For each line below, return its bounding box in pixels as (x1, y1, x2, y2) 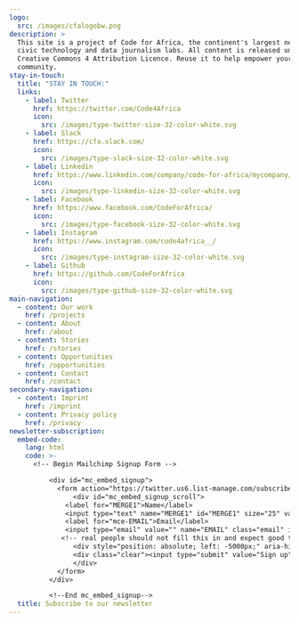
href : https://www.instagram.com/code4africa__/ (32, 237, 217, 246)
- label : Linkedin (25, 162, 93, 171)
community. (17, 63, 58, 72)
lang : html (25, 443, 66, 452)
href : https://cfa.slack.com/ (32, 137, 145, 146)
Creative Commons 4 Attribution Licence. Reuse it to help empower (17, 54, 273, 63)
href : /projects (25, 311, 86, 320)
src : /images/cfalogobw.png (17, 21, 122, 30)
